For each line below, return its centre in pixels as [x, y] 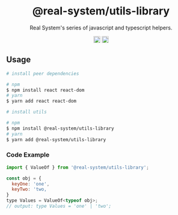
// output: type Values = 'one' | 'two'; [59, 206]
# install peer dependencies [43, 73]
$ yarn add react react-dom [41, 101]
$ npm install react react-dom [45, 90]
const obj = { [24, 178]
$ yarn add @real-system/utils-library [56, 139]
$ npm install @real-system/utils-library [60, 128]
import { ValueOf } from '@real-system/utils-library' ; [78, 167]
